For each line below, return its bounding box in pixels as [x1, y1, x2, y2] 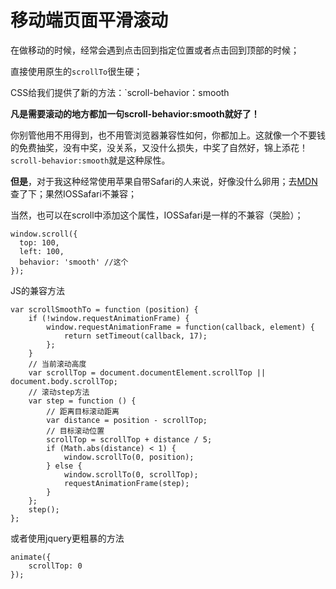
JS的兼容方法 [10, 284, 65, 296]
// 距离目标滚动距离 [46, 406, 120, 416]
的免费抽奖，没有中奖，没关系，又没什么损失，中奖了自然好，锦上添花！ [10, 141, 308, 153]
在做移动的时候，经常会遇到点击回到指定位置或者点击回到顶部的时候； [10, 44, 300, 56]
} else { [46, 461, 83, 471]
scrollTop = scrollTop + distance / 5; [46, 434, 213, 445]
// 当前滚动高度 [28, 359, 87, 369]
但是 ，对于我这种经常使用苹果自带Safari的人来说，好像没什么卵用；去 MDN [10, 175, 318, 187]
